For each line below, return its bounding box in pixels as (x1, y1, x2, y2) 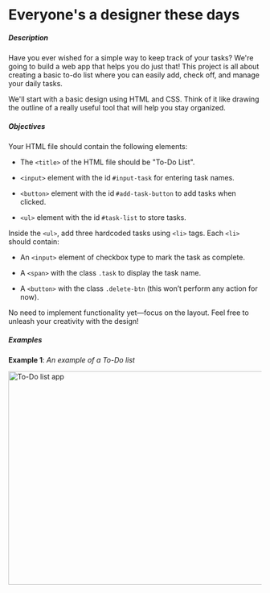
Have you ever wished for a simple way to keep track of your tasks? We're (8, 53, 255, 63)
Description (8, 32, 49, 42)
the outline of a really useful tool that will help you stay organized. (8, 103, 227, 113)
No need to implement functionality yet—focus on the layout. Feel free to (8, 308, 249, 317)
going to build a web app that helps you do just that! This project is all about (8, 62, 260, 72)
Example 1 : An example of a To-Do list (8, 355, 135, 365)
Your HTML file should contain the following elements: (8, 142, 188, 151)
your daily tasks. (8, 79, 63, 89)
